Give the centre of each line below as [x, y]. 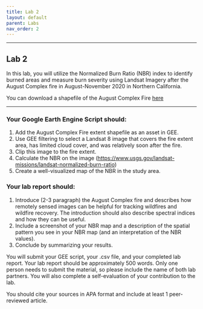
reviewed [18, 301]
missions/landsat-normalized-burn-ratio [65, 164]
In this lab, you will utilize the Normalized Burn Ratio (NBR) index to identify [100, 74]
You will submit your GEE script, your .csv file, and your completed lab [94, 256]
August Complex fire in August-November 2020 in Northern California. [94, 86]
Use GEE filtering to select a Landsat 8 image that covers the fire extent [104, 139]
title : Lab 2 [23, 12]
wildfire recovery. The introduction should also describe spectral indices [105, 213]
